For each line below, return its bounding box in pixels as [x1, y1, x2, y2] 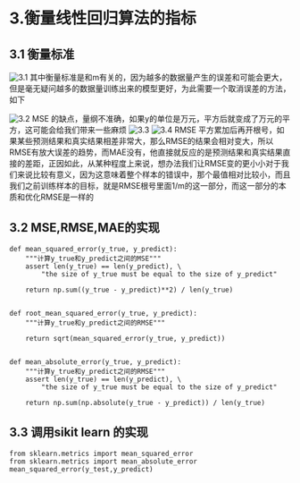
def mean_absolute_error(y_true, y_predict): [9, 357, 181, 367]
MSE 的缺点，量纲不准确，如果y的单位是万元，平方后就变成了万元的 [31, 114, 283, 123]
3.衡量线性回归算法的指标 [9, 8, 196, 29]
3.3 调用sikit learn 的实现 [9, 425, 149, 440]
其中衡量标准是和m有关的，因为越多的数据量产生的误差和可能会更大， [29, 72, 287, 82]
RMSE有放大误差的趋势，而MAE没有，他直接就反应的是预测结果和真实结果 [9, 147, 283, 157]
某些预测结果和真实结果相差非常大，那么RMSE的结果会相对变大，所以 [16, 136, 274, 146]
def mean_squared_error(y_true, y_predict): [9, 244, 178, 253]
